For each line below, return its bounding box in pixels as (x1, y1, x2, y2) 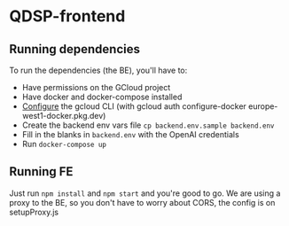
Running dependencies (9, 42, 140, 57)
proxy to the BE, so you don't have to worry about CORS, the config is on (9, 197, 276, 207)
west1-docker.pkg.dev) (21, 111, 106, 121)
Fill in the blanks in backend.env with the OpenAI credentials (21, 129, 239, 139)
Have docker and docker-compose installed (21, 91, 183, 102)
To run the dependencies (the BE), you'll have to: (9, 65, 188, 75)
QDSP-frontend (9, 6, 126, 27)
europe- (247, 101, 278, 112)
